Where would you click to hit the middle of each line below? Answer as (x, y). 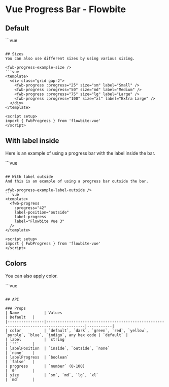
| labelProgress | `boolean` (37, 357)
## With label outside (29, 176)
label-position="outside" (42, 212)
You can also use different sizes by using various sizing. (70, 58)
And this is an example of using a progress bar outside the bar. (77, 181)
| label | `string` (36, 339)
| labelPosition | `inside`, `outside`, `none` (58, 348)
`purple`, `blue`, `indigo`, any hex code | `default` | (67, 335)
